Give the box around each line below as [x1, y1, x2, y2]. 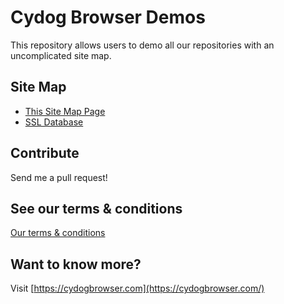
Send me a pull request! [10, 171, 108, 183]
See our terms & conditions [10, 200, 183, 217]
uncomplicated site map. [10, 49, 112, 61]
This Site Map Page [24, 105, 106, 117]
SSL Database [24, 116, 84, 128]
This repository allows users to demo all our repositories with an [10, 39, 275, 51]
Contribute [10, 145, 80, 162]
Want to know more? [10, 256, 142, 273]
